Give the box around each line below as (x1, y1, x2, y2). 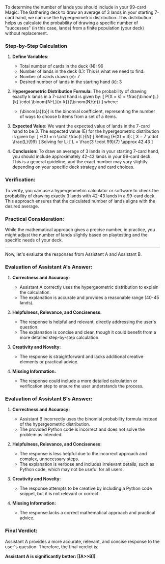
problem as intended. (19, 432, 63, 438)
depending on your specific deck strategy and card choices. (12, 164, 135, 170)
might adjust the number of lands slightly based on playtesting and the (5, 232, 148, 237)
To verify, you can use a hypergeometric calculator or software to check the (5, 187, 159, 193)
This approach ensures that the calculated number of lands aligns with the (5, 198, 156, 204)
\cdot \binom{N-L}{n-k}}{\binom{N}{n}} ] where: (19, 99, 118, 105)
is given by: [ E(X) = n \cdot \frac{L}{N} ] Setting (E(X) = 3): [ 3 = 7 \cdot (12, 134, 159, 140)
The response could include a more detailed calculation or (19, 378, 137, 384)
